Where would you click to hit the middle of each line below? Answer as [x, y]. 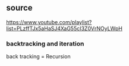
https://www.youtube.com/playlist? [49, 22]
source [19, 8]
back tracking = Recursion [38, 57]
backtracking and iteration [45, 44]
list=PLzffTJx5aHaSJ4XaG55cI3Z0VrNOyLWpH [64, 28]
